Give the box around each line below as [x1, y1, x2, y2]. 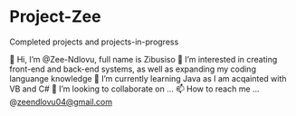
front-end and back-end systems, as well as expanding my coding [9, 63, 256, 74]
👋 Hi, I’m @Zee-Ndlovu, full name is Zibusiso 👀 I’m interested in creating [9, 53, 278, 64]
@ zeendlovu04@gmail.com [9, 96, 113, 107]
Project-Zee [9, 6, 101, 27]
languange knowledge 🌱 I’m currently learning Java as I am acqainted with [9, 72, 287, 83]
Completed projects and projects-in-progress [9, 36, 179, 47]
